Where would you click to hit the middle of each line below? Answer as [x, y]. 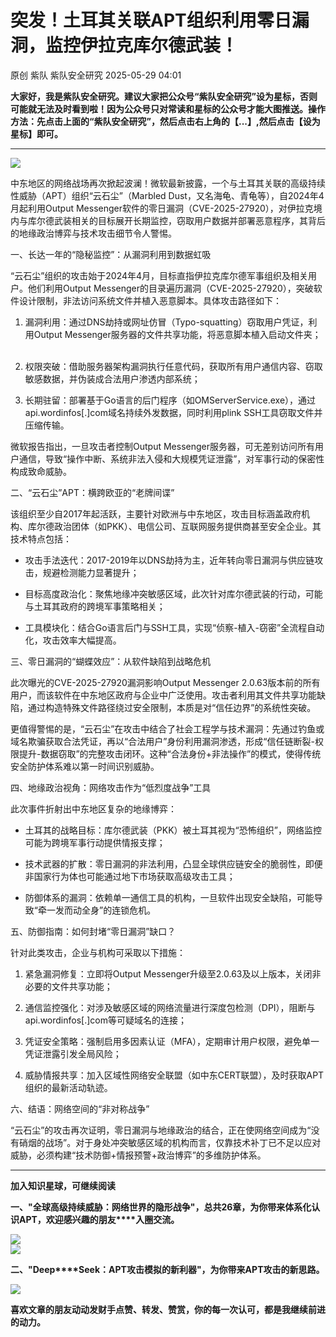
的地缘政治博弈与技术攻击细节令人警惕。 [93, 233]
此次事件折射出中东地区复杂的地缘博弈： [93, 808]
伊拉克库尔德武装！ [159, 45]
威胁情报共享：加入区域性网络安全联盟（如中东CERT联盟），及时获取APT [174, 1075]
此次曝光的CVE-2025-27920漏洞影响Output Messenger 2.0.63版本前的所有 [165, 682]
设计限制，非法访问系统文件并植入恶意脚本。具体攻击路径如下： [150, 300]
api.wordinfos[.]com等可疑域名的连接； [105, 1020]
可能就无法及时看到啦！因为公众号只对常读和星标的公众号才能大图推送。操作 [168, 108]
